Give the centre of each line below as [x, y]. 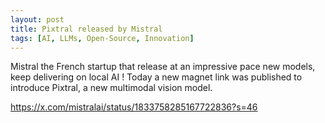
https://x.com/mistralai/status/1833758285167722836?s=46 [134, 107]
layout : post [37, 19]
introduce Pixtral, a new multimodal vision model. [111, 88]
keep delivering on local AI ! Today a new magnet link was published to [156, 77]
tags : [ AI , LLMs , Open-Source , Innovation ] [102, 38]
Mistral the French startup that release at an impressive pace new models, [163, 67]
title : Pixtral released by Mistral [86, 29]
